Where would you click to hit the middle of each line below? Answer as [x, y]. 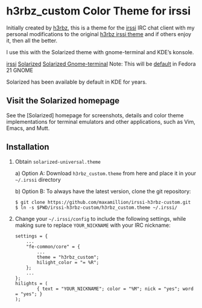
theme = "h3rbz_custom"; [68, 257]
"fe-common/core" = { [53, 247]
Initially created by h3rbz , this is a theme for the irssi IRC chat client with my [100, 28]
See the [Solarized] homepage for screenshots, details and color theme [95, 115]
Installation [28, 147]
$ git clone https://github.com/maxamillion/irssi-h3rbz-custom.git [103, 202]
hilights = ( [31, 283]
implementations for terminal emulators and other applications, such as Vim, [101, 122]
